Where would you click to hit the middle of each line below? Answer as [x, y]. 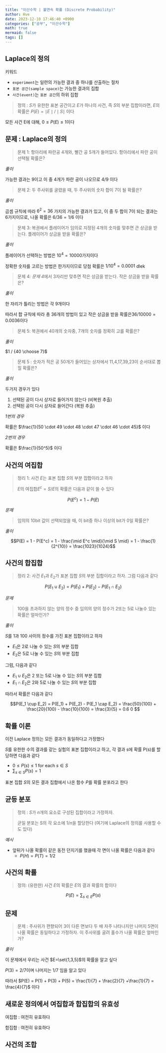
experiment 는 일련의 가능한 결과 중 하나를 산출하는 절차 [66, 82]
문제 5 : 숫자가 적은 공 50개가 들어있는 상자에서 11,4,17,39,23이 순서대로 [86, 362]
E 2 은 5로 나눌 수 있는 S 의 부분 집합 [46, 654]
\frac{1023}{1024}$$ [94, 546]
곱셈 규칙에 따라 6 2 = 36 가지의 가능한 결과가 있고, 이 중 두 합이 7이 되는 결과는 [82, 210]
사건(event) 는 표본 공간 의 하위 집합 [45, 94]
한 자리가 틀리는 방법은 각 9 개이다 [38, 304]
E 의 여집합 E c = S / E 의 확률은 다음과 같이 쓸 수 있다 [65, 488]
